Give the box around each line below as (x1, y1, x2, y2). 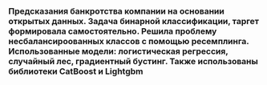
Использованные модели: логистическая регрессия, (8, 46, 229, 57)
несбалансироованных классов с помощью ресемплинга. (8, 35, 249, 47)
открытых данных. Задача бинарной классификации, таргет (8, 15, 259, 26)
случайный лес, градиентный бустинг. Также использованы (8, 55, 258, 67)
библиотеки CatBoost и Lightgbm (8, 66, 144, 77)
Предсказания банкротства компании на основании (8, 6, 225, 17)
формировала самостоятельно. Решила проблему (8, 26, 217, 37)
